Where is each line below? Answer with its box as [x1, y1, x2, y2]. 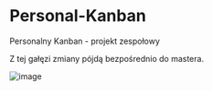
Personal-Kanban [9, 5, 146, 26]
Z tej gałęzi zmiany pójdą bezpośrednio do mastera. [9, 53, 204, 64]
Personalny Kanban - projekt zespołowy [9, 35, 160, 46]
